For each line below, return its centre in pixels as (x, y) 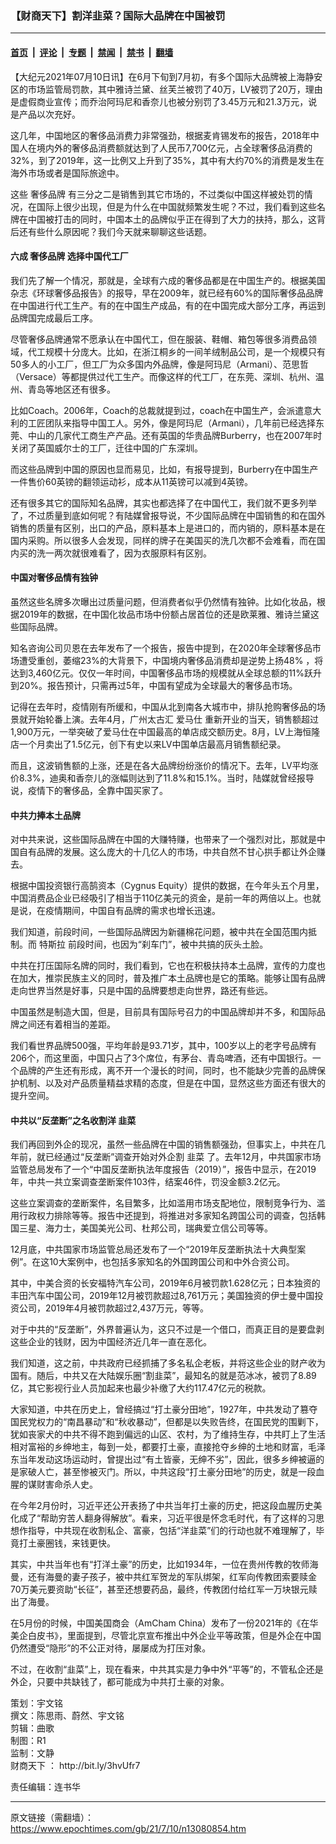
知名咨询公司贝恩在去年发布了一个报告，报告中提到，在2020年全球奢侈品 (161, 648)
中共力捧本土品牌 (45, 815)
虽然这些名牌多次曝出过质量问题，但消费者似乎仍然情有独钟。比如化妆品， (163, 601)
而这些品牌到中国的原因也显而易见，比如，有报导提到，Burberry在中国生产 (164, 469)
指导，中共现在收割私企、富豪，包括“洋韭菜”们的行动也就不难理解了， (172, 1531)
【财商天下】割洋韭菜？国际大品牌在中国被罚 (118, 15)
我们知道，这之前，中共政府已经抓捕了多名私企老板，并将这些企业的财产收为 (168, 1363)
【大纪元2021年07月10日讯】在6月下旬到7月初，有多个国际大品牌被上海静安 (166, 76)
